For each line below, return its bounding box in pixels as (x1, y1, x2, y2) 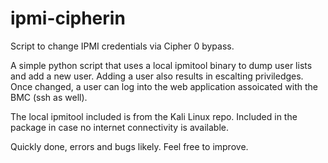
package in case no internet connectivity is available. (10, 121, 230, 133)
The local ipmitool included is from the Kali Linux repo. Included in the (10, 110, 298, 122)
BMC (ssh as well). (10, 91, 88, 103)
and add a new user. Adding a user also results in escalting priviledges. (10, 70, 304, 82)
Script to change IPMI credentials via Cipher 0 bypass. (10, 40, 235, 52)
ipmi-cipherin (10, 7, 126, 30)
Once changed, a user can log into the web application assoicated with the (10, 80, 318, 92)
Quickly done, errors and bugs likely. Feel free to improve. (10, 140, 249, 152)
